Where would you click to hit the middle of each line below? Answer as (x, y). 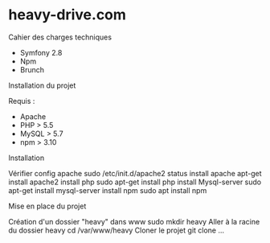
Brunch (32, 69)
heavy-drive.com (67, 15)
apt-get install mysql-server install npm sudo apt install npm (108, 190)
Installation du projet (42, 85)
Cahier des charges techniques (60, 37)
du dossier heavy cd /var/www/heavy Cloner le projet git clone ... (117, 230)
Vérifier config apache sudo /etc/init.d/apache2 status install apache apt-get (135, 173)
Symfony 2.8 (41, 52)
